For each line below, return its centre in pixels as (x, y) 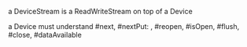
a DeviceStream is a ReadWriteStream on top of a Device (100, 11)
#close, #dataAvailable (45, 35)
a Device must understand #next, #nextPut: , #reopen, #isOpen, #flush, (124, 26)
